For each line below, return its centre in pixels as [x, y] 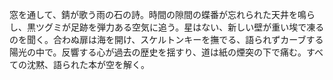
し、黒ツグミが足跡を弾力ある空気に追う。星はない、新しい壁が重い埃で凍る [167, 27]
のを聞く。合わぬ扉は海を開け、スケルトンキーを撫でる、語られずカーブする [166, 39]
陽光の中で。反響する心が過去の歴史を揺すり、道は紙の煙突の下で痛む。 [158, 52]
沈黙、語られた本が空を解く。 [88, 64]
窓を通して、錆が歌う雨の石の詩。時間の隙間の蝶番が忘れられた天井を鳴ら [162, 14]
